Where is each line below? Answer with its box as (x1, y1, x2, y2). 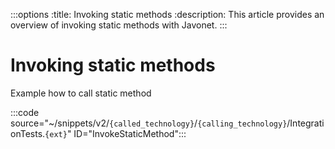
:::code (10, 106, 40, 118)
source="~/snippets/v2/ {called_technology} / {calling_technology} (10, 117, 288, 129)
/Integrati (286, 117, 325, 129)
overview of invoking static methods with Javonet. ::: (10, 19, 228, 31)
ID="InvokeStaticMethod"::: (73, 127, 187, 139)
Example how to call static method (10, 87, 152, 99)
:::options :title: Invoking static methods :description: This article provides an (10, 9, 325, 20)
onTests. (10, 127, 46, 139)
